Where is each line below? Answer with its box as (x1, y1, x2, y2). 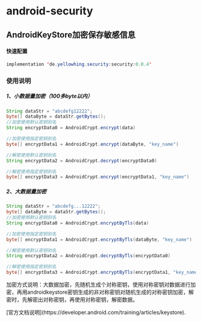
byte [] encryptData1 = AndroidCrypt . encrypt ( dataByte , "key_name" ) (6, 141, 179, 147)
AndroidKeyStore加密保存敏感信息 (6, 29, 136, 40)
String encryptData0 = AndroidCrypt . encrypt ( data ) (6, 125, 136, 131)
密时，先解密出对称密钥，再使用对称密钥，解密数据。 (6, 296, 138, 303)
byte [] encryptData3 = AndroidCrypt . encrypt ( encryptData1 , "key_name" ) (6, 174, 189, 180)
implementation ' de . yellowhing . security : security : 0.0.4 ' (6, 61, 152, 67)
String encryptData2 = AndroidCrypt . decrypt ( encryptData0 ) (6, 157, 158, 163)
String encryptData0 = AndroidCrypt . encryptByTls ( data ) (6, 220, 149, 226)
